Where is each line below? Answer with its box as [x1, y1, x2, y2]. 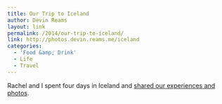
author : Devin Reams [7, 17, 68, 24]
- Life [13, 56, 33, 63]
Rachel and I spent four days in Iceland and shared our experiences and [7, 81, 216, 89]
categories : [7, 43, 42, 50]
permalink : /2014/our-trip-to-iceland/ [7, 29, 124, 37]
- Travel [13, 62, 39, 69]
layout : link [7, 23, 46, 30]
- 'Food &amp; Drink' [13, 50, 77, 57]
